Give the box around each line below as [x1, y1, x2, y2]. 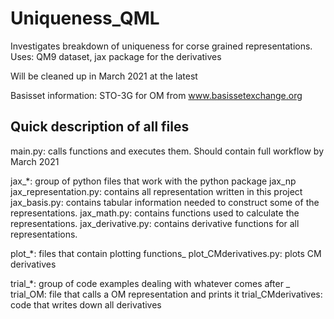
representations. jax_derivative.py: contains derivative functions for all [10, 217, 300, 229]
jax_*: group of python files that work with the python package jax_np [10, 175, 297, 187]
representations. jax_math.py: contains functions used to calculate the [10, 207, 300, 219]
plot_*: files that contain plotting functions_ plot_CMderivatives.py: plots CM [10, 247, 322, 259]
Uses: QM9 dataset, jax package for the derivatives [10, 50, 222, 62]
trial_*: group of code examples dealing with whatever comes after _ [10, 277, 291, 289]
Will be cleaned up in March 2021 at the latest [10, 70, 198, 82]
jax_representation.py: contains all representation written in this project [10, 185, 303, 197]
